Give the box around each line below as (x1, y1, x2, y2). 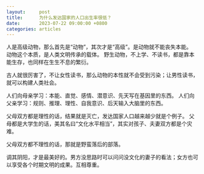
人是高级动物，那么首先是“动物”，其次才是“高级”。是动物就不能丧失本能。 (6, 43, 192, 50)
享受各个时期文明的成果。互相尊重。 (11, 161, 102, 169)
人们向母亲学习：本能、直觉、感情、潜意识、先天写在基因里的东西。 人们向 (6, 92, 195, 99)
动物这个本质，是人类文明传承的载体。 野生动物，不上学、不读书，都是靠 (6, 51, 189, 58)
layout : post (6, 9, 51, 15)
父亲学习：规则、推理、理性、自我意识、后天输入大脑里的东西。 (6, 100, 166, 107)
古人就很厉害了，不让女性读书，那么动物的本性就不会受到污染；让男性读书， (6, 71, 199, 79)
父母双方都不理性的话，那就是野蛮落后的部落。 (6, 141, 124, 148)
